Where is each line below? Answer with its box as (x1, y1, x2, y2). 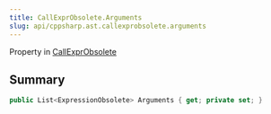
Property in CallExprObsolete (9, 46, 117, 57)
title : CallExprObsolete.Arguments (9, 13, 143, 22)
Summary (9, 72, 66, 87)
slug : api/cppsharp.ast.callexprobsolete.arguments (9, 22, 206, 31)
